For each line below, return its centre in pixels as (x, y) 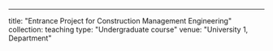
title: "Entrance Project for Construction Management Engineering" (120, 21)
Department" (30, 38)
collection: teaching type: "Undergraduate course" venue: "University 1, (128, 30)
